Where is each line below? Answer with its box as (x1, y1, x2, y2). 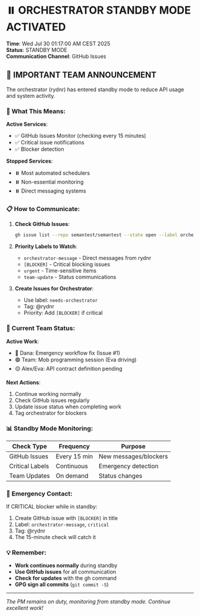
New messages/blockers (98, 452, 168, 460)
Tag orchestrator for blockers (14, 409, 87, 416)
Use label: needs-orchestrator (23, 296, 98, 304)
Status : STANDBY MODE (6, 46, 67, 53)
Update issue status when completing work (14, 403, 121, 410)
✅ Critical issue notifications (14, 139, 85, 146)
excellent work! (6, 605, 43, 612)
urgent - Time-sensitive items (23, 267, 97, 274)
